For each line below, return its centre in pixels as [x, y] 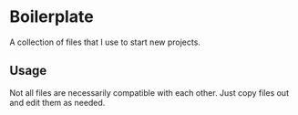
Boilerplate [51, 17]
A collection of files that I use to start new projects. [105, 42]
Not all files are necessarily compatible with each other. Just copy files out [149, 92]
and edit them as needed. [57, 102]
